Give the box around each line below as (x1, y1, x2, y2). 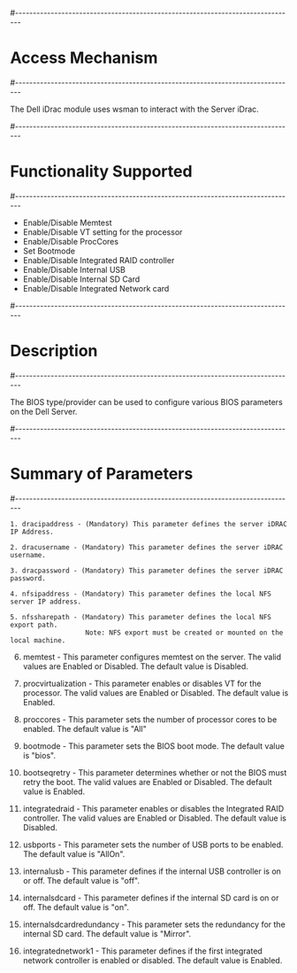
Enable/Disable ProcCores (22, 236, 118, 246)
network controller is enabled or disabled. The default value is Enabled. (22, 954, 283, 965)
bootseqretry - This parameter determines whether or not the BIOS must (22, 767, 287, 778)
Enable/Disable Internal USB (22, 264, 126, 275)
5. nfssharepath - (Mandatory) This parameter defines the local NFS (10, 612, 272, 621)
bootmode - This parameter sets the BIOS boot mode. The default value (22, 740, 286, 751)
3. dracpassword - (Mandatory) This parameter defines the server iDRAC (10, 566, 284, 575)
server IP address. (10, 597, 82, 606)
